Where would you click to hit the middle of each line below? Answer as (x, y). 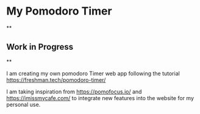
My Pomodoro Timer (59, 11)
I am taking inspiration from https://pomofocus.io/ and (74, 92)
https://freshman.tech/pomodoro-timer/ (56, 79)
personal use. (23, 104)
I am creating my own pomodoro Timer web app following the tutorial (93, 73)
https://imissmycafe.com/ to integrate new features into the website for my (100, 98)
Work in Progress (40, 47)
